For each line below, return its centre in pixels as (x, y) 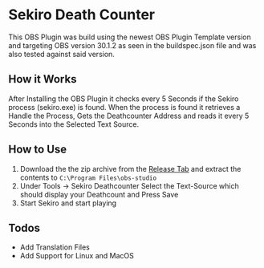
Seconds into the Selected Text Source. (74, 124)
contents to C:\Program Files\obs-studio (88, 177)
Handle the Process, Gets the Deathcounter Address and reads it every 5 (129, 116)
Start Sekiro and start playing (68, 203)
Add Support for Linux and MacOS (77, 256)
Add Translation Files (55, 247)
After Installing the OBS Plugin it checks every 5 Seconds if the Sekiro (124, 99)
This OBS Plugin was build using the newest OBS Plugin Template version (130, 37)
